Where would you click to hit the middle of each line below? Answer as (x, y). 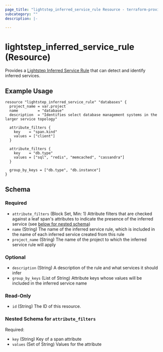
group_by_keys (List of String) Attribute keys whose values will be (77, 278)
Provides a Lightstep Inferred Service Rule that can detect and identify (75, 70)
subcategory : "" (21, 14)
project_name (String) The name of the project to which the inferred (79, 239)
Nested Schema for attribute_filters (50, 319)
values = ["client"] (34, 136)
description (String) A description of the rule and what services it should (85, 268)
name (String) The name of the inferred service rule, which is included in (83, 229)
